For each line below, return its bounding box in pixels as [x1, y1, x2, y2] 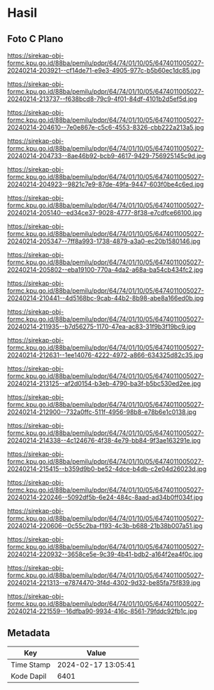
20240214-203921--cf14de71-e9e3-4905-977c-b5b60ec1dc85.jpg [7, 67, 201, 74]
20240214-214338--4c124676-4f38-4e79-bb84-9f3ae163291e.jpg [7, 436, 201, 444]
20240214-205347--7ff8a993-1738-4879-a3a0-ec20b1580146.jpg [7, 237, 201, 245]
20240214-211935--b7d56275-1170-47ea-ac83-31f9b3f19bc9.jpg [7, 322, 196, 331]
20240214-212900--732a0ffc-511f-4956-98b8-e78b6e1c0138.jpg [7, 408, 197, 416]
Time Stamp [10, 660, 51, 670]
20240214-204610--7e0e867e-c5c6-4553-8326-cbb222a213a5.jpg [7, 123, 204, 131]
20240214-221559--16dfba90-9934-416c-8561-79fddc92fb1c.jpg [7, 607, 198, 615]
